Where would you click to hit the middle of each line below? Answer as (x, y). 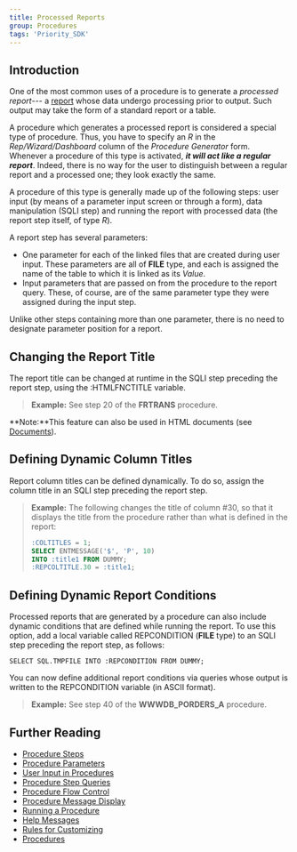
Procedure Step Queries (66, 782)
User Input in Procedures (68, 772)
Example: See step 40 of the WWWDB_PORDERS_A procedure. (148, 704)
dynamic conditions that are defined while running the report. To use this (143, 626)
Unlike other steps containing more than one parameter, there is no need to (147, 319)
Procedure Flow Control (65, 792)
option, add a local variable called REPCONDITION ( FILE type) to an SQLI (143, 636)
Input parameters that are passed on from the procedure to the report (149, 283)
